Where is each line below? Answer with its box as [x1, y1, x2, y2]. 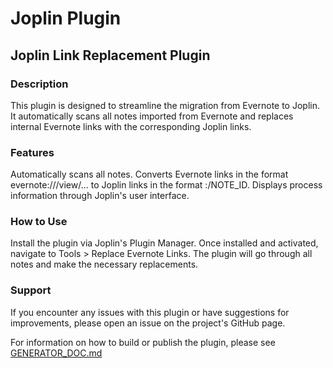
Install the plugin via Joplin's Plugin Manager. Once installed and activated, [10, 237, 319, 249]
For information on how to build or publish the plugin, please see [10, 336, 276, 348]
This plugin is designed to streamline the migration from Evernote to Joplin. [10, 99, 320, 111]
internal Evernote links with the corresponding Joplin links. [10, 120, 252, 132]
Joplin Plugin [10, 7, 122, 30]
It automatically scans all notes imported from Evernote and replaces [10, 110, 294, 122]
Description [10, 77, 69, 91]
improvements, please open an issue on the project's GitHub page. [10, 317, 286, 329]
